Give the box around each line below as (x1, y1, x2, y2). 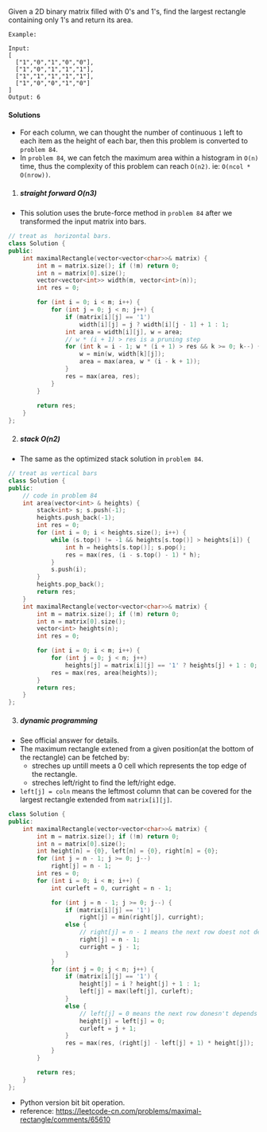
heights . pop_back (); (37, 580, 105, 588)
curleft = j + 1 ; (79, 1025, 137, 1032)
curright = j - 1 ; (79, 943, 141, 950)
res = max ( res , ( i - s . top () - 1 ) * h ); (64, 551, 201, 559)
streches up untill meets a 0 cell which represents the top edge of (31, 761, 247, 771)
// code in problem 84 (22, 491, 98, 500)
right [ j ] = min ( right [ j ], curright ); (79, 913, 204, 922)
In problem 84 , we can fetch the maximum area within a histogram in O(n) (19, 153, 259, 162)
